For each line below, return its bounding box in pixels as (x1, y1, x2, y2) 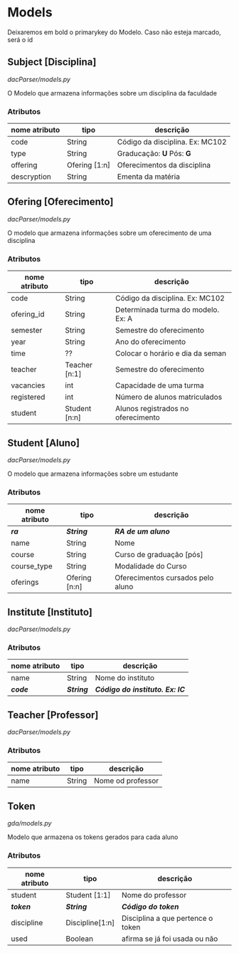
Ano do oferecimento (115, 337, 186, 347)
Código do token (122, 902, 179, 912)
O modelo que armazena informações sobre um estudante (7, 469, 179, 478)
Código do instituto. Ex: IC (95, 684, 186, 694)
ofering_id (11, 309, 45, 319)
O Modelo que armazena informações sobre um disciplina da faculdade (7, 88, 217, 97)
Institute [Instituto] (7, 606, 92, 618)
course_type (11, 561, 53, 571)
